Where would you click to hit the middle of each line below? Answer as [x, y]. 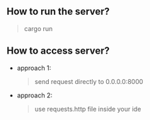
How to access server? [58, 51]
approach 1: [34, 68]
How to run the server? [58, 12]
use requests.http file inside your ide [88, 109]
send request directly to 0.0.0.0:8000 [89, 81]
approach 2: [35, 95]
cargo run [38, 28]
